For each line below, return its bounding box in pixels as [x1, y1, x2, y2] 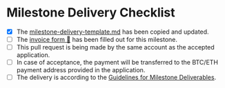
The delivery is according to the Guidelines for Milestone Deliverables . [16, 74, 217, 82]
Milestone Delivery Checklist [6, 5, 175, 21]
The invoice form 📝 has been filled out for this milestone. [16, 36, 177, 43]
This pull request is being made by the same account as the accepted [16, 43, 215, 52]
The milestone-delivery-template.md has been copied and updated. [16, 27, 209, 36]
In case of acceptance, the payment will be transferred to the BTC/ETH [16, 58, 219, 67]
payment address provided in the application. [16, 66, 146, 74]
